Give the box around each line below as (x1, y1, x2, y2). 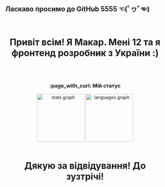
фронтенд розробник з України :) (11, 47, 159, 58)
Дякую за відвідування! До (24, 160, 146, 172)
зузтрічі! (66, 171, 104, 182)
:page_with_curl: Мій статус (49, 82, 121, 89)
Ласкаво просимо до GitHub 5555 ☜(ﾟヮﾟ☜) (5, 5, 150, 14)
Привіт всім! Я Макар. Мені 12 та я (9, 37, 161, 48)
